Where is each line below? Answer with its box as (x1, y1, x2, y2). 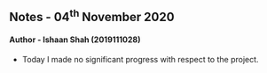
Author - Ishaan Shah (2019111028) (9, 34, 141, 45)
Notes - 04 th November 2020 (9, 7, 175, 25)
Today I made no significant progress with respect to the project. (21, 54, 259, 64)
